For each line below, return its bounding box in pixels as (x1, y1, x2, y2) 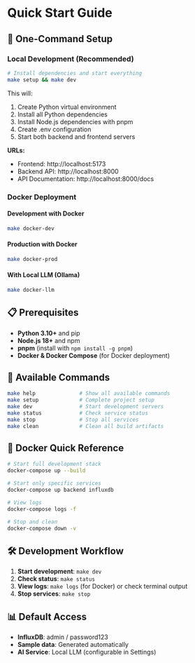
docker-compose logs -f (7, 505, 77, 513)
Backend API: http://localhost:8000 (17, 167, 119, 175)
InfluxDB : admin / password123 (17, 633, 108, 641)
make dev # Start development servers (7, 403, 164, 410)
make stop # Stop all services (7, 416, 139, 423)
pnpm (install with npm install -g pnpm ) (17, 344, 133, 352)
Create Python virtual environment (17, 102, 117, 111)
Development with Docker (7, 209, 85, 218)
